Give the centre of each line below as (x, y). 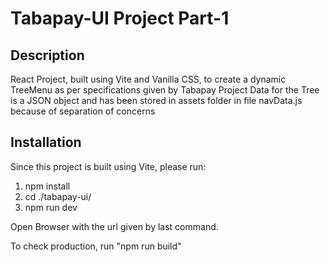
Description (47, 55)
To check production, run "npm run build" (96, 246)
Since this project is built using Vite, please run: (108, 166)
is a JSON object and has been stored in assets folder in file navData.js (156, 100)
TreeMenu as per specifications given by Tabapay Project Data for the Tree (165, 90)
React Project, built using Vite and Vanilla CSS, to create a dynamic (148, 79)
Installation (46, 142)
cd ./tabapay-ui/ (58, 196)
